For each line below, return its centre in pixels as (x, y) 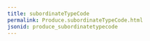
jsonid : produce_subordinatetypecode (63, 26)
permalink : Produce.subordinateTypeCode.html (75, 20)
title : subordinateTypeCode (49, 14)
